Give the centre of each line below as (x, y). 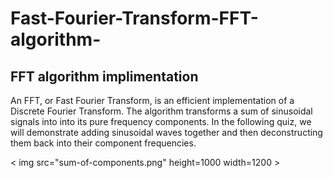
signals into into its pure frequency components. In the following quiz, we (161, 121)
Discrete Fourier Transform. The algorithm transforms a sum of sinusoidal (161, 111)
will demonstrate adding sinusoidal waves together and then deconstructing (166, 132)
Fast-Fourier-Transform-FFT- (134, 18)
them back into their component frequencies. (103, 143)
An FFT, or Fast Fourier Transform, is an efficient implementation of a (152, 100)
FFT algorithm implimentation (104, 76)
